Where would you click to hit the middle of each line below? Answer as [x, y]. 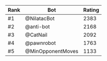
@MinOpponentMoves [52, 51]
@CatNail [36, 35]
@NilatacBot [40, 18]
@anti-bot [37, 26]
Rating [91, 10]
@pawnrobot [40, 43]
